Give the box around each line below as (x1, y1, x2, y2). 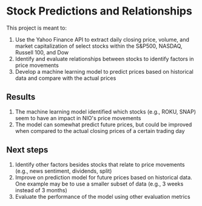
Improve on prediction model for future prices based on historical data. (15, 173, 192, 181)
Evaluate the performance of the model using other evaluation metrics (15, 193, 190, 200)
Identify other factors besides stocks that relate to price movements (15, 161, 185, 168)
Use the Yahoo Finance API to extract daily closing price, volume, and (15, 36, 189, 43)
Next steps (6, 145, 49, 155)
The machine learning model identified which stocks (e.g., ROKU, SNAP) (15, 108, 196, 115)
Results (6, 92, 36, 102)
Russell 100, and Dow (15, 48, 69, 56)
